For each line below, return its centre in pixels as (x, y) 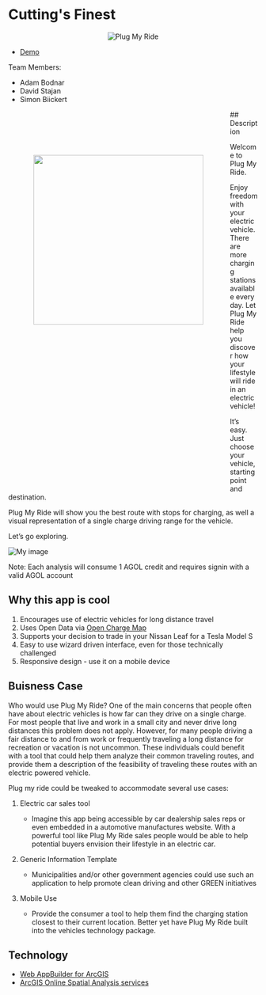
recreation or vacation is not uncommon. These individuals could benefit (126, 747)
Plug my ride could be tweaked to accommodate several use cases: (119, 788)
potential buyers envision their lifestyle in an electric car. (123, 844)
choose (242, 446)
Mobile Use (38, 898)
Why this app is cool (59, 600)
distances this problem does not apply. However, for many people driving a (131, 731)
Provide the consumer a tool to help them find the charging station (140, 913)
